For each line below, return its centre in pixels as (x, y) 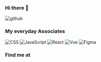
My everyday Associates (35, 31)
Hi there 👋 (17, 8)
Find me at (18, 55)
